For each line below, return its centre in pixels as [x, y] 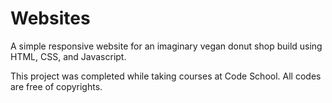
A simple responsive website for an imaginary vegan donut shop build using [166, 46]
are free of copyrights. [56, 86]
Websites [50, 18]
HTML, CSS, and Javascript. [68, 56]
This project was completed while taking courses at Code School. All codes [166, 76]
